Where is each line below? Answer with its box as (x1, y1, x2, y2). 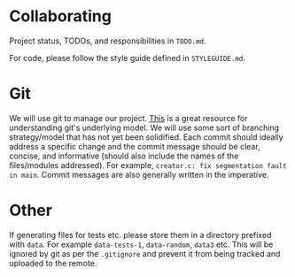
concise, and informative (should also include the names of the (9, 150, 239, 161)
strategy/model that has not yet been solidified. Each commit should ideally (9, 131, 283, 142)
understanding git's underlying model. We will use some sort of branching (9, 122, 280, 133)
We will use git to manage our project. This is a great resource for (9, 112, 248, 123)
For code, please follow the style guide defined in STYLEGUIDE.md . (9, 52, 246, 63)
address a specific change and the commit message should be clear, (9, 141, 260, 151)
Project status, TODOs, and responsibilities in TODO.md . (9, 35, 206, 46)
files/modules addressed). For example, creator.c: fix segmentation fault (9, 159, 288, 170)
